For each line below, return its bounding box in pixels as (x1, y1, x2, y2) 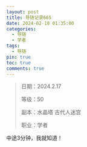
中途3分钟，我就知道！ (6, 134, 63, 142)
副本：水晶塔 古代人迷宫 (21, 109, 82, 116)
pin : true (6, 54, 31, 60)
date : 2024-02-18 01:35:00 (6, 20, 74, 26)
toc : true (6, 60, 31, 66)
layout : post (6, 9, 39, 15)
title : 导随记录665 (6, 15, 52, 21)
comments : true (6, 65, 45, 72)
